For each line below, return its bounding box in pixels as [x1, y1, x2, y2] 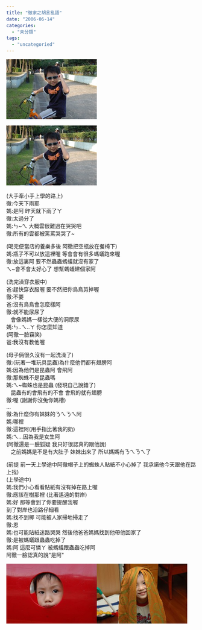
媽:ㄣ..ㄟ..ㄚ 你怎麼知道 [6, 323, 63, 330]
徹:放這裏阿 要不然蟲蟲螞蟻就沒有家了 [6, 258, 99, 265]
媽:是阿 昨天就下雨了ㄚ [6, 207, 62, 214]
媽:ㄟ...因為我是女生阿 [6, 433, 60, 440]
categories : [6, 22, 36, 28]
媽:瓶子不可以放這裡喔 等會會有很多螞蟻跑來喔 [6, 250, 121, 257]
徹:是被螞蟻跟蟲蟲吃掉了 [6, 537, 66, 543]
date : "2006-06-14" [6, 16, 55, 22]
